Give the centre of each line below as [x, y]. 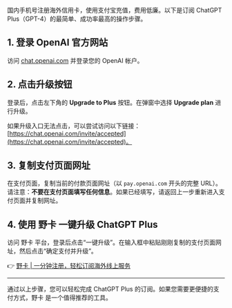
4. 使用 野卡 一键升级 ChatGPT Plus [83, 224]
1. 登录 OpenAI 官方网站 [58, 42]
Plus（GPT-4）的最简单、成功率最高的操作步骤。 [77, 19]
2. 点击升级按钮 [40, 85]
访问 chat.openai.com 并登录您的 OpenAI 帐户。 [75, 60]
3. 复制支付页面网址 [49, 165]
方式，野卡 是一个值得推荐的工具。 [62, 298]
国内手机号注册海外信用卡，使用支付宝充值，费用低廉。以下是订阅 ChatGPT [115, 10]
